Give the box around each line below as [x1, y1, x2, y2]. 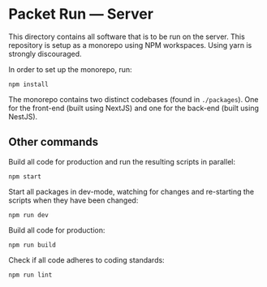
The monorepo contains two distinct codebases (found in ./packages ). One [8, 94, 259, 104]
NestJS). [8, 111, 38, 122]
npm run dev [8, 211, 49, 219]
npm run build [8, 241, 57, 249]
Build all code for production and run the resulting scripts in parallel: [8, 156, 235, 166]
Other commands [8, 135, 99, 149]
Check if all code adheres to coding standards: [8, 255, 165, 264]
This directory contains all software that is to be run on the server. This [8, 32, 245, 41]
